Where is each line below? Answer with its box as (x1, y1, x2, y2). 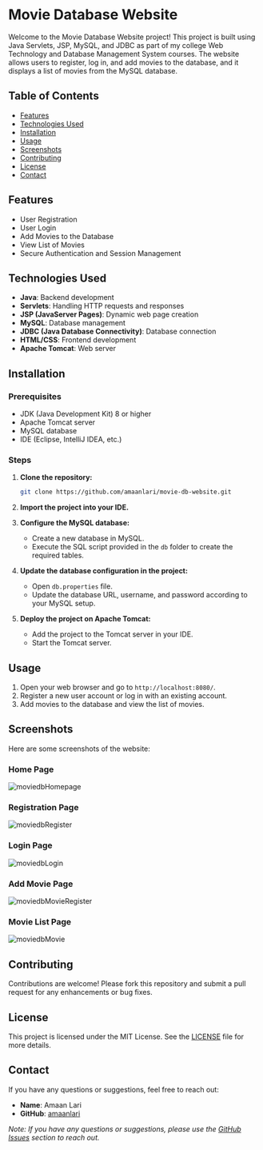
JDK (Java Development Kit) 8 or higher (19, 409, 152, 419)
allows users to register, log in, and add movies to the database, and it (8, 58, 239, 67)
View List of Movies (19, 240, 86, 250)
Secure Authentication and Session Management (19, 248, 181, 258)
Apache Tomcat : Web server (19, 344, 116, 353)
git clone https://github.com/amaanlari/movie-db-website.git (19, 488, 232, 497)
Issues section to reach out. (8, 1132, 100, 1142)
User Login (19, 222, 57, 233)
